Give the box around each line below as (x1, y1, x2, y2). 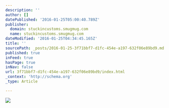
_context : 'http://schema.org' (5, 74, 72, 79)
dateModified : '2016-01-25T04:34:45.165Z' (5, 36, 98, 41)
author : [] (5, 12, 29, 17)
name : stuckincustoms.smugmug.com (10, 31, 84, 36)
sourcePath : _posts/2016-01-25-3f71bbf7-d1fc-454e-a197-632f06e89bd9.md (5, 46, 164, 51)
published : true (5, 50, 40, 55)
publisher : (5, 21, 29, 27)
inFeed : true (5, 55, 33, 60)
